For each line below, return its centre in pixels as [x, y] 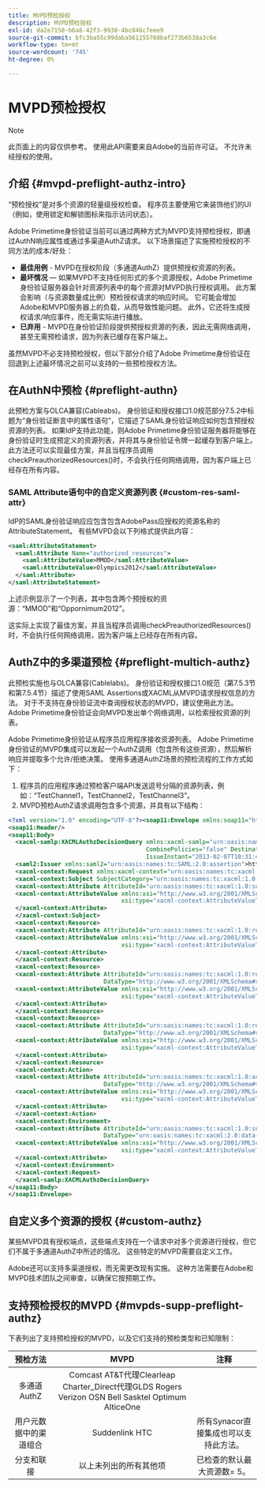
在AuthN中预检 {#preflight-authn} [93, 390]
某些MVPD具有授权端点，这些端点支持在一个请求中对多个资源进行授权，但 [129, 1242]
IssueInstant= [169, 857]
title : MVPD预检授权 [39, 15]
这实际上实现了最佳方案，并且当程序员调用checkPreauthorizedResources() [130, 625]
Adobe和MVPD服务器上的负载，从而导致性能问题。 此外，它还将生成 [131, 307]
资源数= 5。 [228, 1471]
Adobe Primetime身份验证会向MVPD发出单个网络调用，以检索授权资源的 [126, 712]
